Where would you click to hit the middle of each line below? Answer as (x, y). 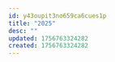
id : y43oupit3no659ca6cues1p (57, 16)
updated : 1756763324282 (49, 38)
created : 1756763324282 (49, 46)
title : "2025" (32, 23)
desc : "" (23, 31)
